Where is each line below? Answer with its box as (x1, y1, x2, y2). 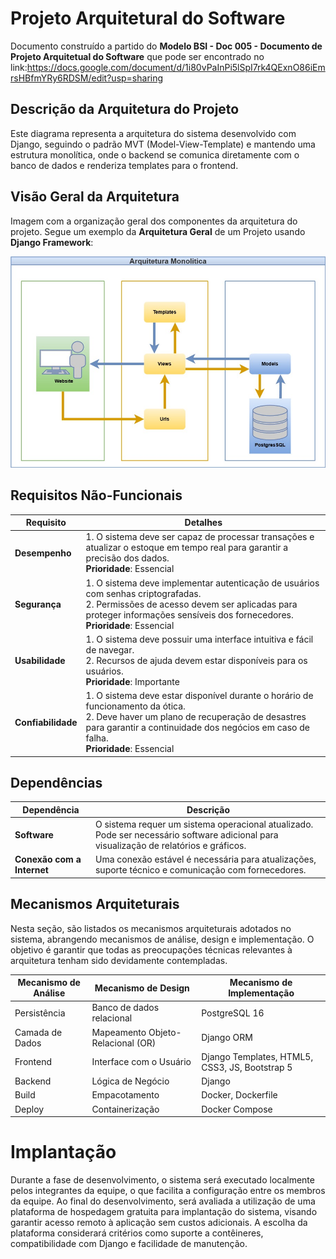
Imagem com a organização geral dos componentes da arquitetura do (10, 215, 298, 227)
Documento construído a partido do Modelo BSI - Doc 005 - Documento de (10, 40, 323, 52)
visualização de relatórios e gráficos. (94, 840, 247, 852)
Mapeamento (91, 1026, 147, 1038)
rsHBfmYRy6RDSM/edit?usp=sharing (10, 72, 164, 84)
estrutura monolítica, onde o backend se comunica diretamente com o (10, 148, 300, 161)
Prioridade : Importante (85, 675, 180, 687)
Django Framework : (10, 236, 94, 248)
